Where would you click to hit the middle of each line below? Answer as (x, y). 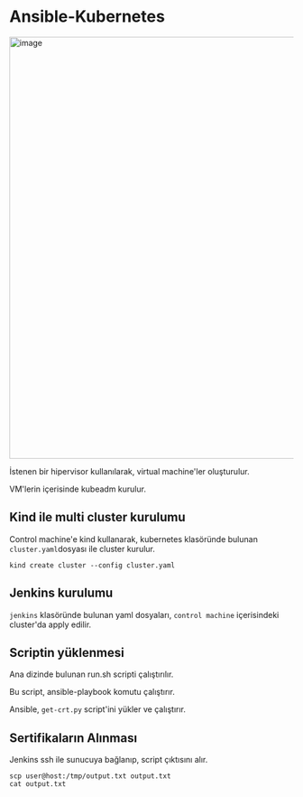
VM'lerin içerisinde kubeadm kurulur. (78, 489)
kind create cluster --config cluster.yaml (92, 565)
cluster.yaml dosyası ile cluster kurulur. (83, 549)
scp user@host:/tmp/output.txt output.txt (90, 776)
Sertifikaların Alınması (73, 738)
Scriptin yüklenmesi (67, 652)
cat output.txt (38, 784)
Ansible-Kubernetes (87, 17)
